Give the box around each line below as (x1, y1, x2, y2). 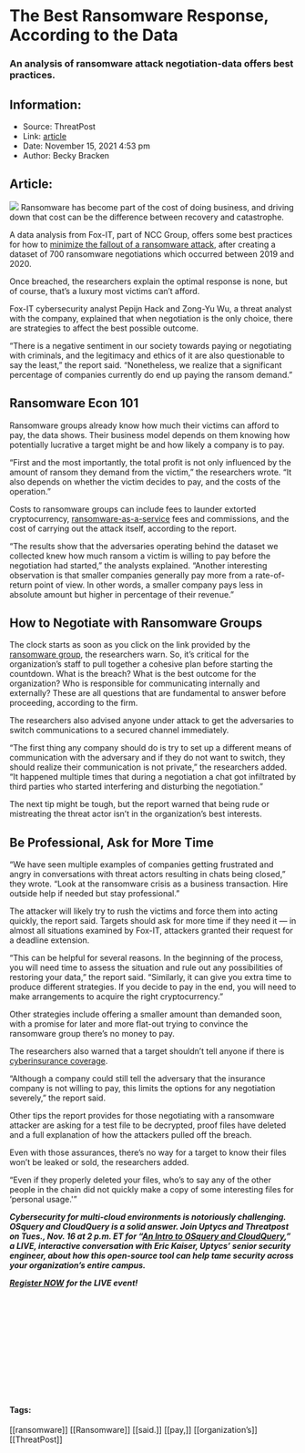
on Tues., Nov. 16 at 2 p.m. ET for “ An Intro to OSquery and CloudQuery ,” (9, 1231, 291, 1242)
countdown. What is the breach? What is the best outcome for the (9, 669, 257, 680)
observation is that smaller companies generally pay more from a (9, 569, 253, 580)
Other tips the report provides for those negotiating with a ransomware (9, 1110, 275, 1121)
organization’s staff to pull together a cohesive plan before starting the (9, 659, 273, 670)
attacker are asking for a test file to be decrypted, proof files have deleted (9, 1120, 287, 1131)
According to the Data (9, 25, 179, 46)
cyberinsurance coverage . (9, 1056, 108, 1067)
